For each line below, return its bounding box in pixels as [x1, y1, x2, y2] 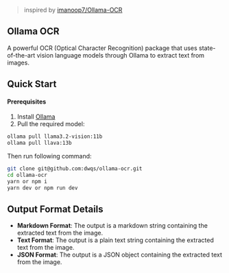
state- [198, 44, 216, 52]
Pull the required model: [16, 120, 85, 128]
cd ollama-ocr [7, 171, 48, 179]
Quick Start [7, 78, 57, 90]
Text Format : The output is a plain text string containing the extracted [16, 236, 214, 244]
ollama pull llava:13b [7, 140, 72, 147]
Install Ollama [16, 112, 56, 121]
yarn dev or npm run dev [7, 185, 78, 191]
